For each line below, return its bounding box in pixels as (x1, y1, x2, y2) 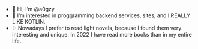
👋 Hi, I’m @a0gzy (11, 6, 55, 12)
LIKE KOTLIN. (11, 18, 46, 25)
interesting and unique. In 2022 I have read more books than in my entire (11, 31, 192, 38)
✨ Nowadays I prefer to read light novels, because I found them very (11, 24, 182, 31)
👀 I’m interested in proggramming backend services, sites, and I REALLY (11, 12, 191, 19)
